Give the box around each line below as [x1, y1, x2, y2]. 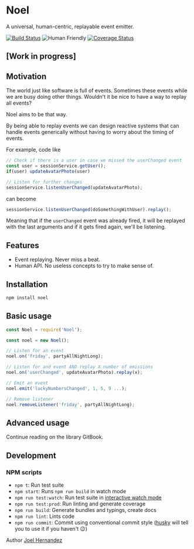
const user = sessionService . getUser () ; [6, 163, 107, 169]
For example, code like [6, 146, 61, 153]
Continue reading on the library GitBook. [6, 433, 104, 441]
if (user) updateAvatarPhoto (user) [6, 168, 91, 174]
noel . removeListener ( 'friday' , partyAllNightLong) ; [6, 401, 135, 407]
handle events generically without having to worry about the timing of [6, 129, 174, 136]
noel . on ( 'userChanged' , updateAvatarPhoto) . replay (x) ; [6, 370, 143, 376]
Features [6, 240, 39, 250]
